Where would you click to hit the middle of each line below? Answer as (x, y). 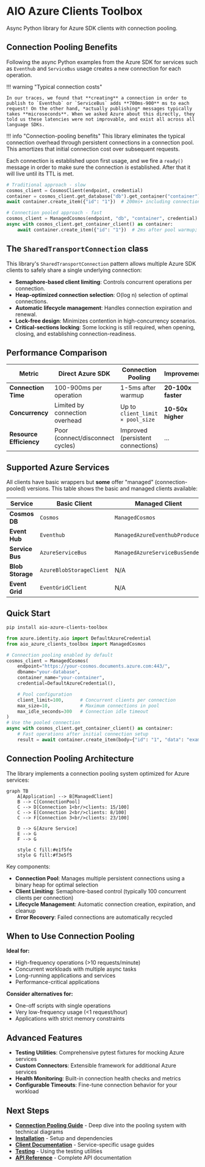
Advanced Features (45, 1038)
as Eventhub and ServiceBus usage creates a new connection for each (94, 68)
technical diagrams (39, 1132)
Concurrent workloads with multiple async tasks (76, 969)
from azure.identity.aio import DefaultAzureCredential (79, 638)
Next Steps (28, 1111)
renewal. (26, 314)
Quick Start (28, 613)
